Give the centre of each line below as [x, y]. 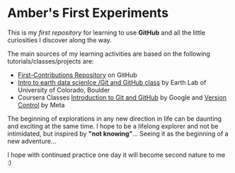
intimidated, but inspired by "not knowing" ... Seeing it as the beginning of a [118, 133]
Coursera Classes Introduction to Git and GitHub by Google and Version [122, 97]
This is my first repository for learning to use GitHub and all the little [106, 32]
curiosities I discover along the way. [59, 40]
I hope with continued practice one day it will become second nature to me [116, 155]
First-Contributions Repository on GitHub [78, 75]
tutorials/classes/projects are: [51, 61]
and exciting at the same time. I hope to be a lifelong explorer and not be [113, 126]
